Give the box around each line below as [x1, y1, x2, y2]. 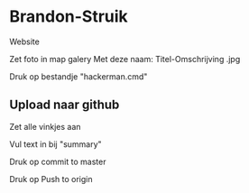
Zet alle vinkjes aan [9, 121, 81, 132]
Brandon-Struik [9, 6, 128, 27]
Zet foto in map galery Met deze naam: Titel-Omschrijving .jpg [9, 53, 241, 64]
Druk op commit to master [9, 156, 106, 167]
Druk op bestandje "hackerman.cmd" [9, 70, 148, 82]
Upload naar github [9, 97, 120, 113]
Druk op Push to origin [9, 173, 93, 184]
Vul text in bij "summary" [9, 138, 102, 150]
